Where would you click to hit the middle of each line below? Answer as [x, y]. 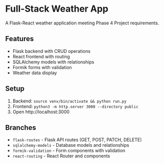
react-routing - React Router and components [61, 156]
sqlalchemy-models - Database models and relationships [71, 145]
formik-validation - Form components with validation [69, 151]
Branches [21, 127]
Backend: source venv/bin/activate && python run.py [69, 101]
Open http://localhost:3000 [41, 112]
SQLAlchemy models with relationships [53, 62]
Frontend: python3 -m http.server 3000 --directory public [75, 106]
